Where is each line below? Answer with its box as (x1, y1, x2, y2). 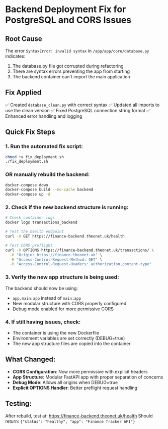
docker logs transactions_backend (5, 220, 78, 225)
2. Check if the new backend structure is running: (5, 204, 129, 211)
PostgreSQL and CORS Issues (5, 14, 132, 26)
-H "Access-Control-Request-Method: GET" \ (10, 257, 102, 262)
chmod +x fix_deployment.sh (5, 154, 64, 160)
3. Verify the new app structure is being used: (5, 274, 119, 281)
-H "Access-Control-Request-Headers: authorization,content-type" (10, 262, 152, 267)
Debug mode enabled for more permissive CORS (12, 306, 114, 312)
